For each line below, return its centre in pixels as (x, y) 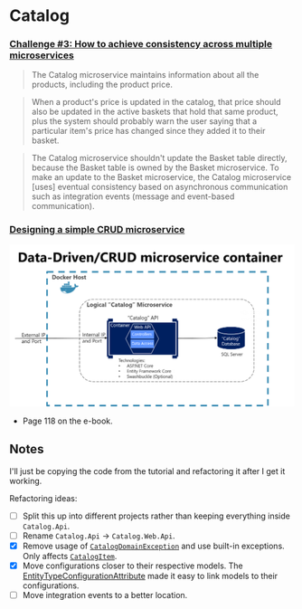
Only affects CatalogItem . (70, 556)
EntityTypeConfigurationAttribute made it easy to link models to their (150, 576)
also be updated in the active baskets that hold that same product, (155, 112)
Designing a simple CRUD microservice (97, 230)
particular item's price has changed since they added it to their (148, 131)
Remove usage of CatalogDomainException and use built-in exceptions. (153, 546)
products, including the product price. (102, 85)
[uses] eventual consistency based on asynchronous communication (160, 187)
